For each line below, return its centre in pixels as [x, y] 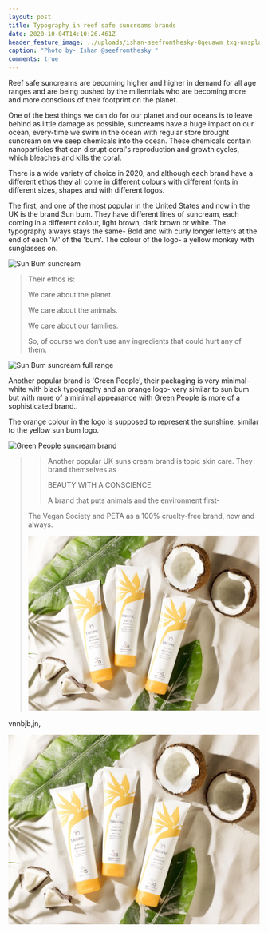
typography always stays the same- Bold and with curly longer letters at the [133, 231]
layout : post [30, 17]
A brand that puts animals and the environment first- [134, 500]
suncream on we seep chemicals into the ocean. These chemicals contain [130, 141]
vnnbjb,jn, [25, 723]
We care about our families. [73, 325]
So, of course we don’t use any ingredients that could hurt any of [134, 341]
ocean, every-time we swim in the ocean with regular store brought [119, 132]
